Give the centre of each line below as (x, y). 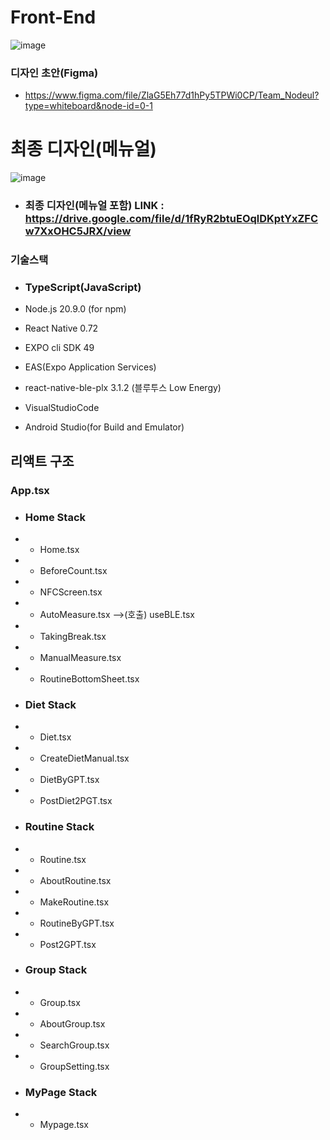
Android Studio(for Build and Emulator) (104, 427)
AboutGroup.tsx (72, 1023)
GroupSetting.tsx (74, 1066)
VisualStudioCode (62, 408)
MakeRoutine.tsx (74, 902)
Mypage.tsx (64, 1125)
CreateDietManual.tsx (84, 758)
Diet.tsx (55, 737)
